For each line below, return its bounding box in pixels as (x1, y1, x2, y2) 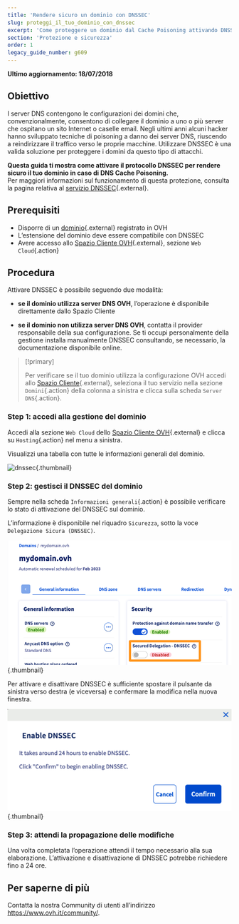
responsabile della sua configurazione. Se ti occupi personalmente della (17, 328, 229, 337)
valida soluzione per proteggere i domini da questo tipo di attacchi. (7, 147, 203, 156)
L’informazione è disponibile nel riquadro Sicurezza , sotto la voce (7, 519, 198, 527)
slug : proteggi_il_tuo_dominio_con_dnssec (7, 19, 135, 26)
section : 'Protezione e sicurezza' (7, 34, 113, 41)
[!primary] (24, 357, 55, 366)
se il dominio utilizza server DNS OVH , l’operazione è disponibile (17, 300, 210, 308)
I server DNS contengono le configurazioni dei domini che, (7, 109, 179, 118)
